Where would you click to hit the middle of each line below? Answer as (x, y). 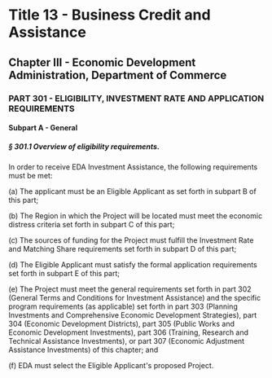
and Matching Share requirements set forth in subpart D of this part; (123, 249)
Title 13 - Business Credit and (110, 15)
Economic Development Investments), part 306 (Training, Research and (129, 332)
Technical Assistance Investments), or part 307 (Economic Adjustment (127, 341)
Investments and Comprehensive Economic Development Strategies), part (133, 315)
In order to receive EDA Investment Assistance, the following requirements (133, 167)
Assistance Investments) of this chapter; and (83, 350)
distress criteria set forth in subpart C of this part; (92, 225)
